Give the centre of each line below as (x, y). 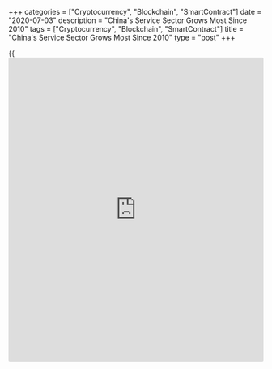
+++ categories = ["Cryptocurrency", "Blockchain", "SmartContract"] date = (135, 12)
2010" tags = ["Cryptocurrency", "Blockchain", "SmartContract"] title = (126, 29)
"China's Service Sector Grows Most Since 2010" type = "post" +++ (122, 37)
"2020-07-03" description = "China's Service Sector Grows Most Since (128, 20)
